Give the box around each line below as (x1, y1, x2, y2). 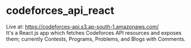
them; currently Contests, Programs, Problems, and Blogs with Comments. (6, 35, 186, 42)
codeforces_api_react (6, 4, 114, 17)
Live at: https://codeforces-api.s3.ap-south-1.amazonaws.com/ (6, 23, 159, 30)
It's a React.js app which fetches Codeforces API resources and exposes (6, 29, 182, 36)
